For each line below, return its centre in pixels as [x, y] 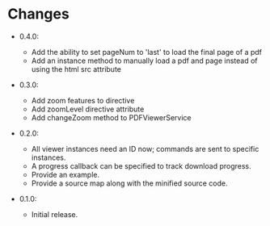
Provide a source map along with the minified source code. [129, 183]
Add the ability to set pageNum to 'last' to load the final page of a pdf [147, 52]
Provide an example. [65, 174]
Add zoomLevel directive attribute [88, 109]
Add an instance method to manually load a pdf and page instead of [144, 61]
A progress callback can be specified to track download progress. [141, 165]
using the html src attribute [76, 69]
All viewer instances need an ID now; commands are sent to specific [145, 149]
